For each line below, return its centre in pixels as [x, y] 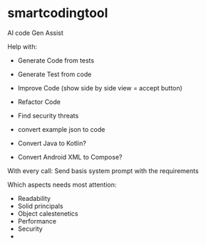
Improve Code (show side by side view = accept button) [100, 88]
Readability [34, 198]
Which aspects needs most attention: [62, 184]
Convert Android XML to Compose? [70, 157]
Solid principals [40, 206]
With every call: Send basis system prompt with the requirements [103, 171]
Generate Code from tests [56, 60]
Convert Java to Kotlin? [52, 143]
